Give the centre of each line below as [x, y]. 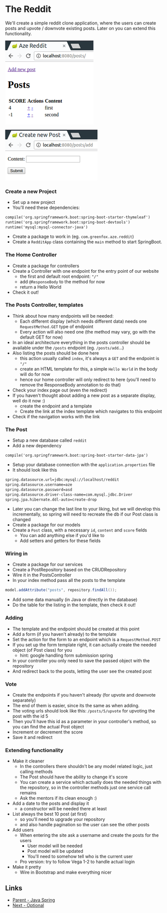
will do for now [35, 374]
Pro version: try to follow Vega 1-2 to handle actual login [77, 862]
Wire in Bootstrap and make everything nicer [66, 872]
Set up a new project [34, 202]
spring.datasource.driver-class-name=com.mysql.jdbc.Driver [69, 495]
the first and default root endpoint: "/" [59, 276]
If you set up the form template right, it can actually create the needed [84, 645]
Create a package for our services [48, 564]
